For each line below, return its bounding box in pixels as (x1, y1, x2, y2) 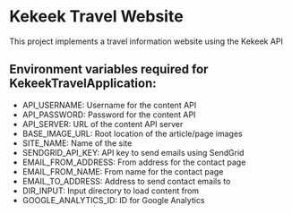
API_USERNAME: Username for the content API (21, 99, 197, 110)
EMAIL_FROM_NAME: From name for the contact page (21, 166, 224, 176)
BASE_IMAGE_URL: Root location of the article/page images (21, 128, 244, 139)
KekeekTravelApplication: (9, 76, 157, 91)
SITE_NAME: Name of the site (21, 137, 133, 149)
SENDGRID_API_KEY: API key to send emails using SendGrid (21, 147, 245, 158)
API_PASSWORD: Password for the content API (21, 109, 196, 120)
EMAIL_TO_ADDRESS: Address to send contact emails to (21, 175, 231, 186)
